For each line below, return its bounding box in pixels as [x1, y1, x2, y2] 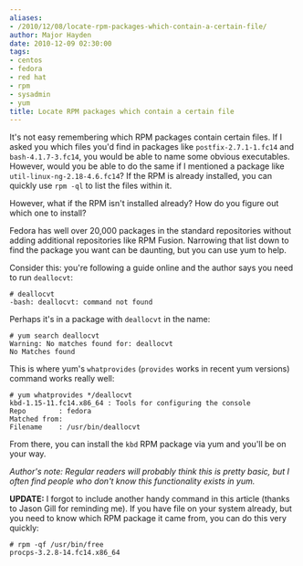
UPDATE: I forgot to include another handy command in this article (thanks [9, 494, 290, 505]
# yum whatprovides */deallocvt [9, 391, 132, 400]
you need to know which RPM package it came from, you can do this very [9, 513, 287, 524]
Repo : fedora [9, 407, 92, 416]
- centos [9, 56, 43, 65]
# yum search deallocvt [9, 331, 100, 341]
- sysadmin [9, 89, 51, 99]
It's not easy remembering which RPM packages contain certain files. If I [9, 131, 283, 142]
